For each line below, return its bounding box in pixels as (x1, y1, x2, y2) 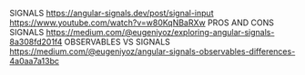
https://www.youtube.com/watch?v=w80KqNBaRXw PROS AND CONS (9, 17, 275, 28)
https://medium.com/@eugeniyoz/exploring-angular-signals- (46, 27, 275, 37)
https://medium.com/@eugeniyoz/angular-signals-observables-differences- (9, 46, 296, 57)
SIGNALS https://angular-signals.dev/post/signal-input (9, 8, 214, 18)
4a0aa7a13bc (9, 56, 59, 66)
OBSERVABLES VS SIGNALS (64, 36, 171, 47)
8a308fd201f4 (9, 36, 63, 47)
